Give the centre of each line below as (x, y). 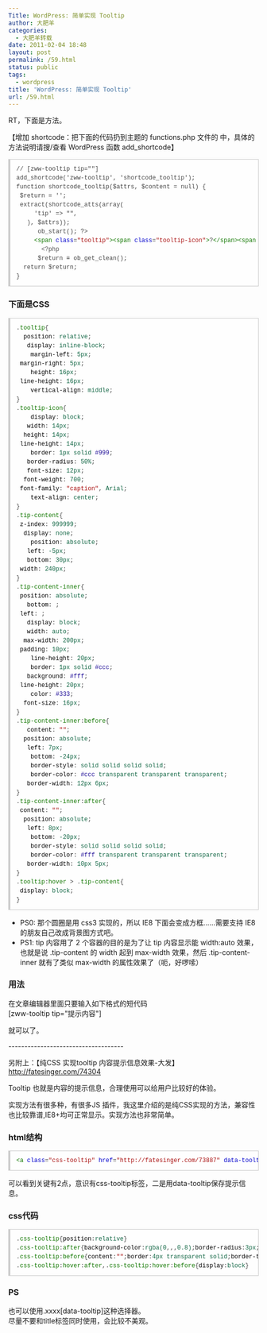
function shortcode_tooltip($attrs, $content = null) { (111, 187)
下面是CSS (29, 304)
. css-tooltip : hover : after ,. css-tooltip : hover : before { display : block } (133, 1266)
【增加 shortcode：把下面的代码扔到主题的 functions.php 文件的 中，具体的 (132, 137)
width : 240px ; (43, 569)
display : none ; (48, 533)
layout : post (30, 52)
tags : (17, 75)
